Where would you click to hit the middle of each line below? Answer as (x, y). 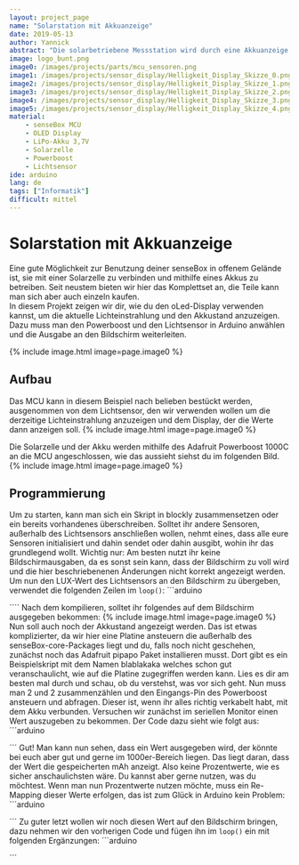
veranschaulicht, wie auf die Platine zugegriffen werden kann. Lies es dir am (149, 674)
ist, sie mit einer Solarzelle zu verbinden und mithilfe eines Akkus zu (134, 278)
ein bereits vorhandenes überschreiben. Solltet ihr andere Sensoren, (134, 524)
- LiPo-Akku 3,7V (57, 141)
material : (28, 117)
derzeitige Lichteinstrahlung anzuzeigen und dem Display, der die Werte (141, 420)
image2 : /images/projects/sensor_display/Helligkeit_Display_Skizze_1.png (151, 84)
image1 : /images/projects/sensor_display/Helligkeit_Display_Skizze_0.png (151, 76)
